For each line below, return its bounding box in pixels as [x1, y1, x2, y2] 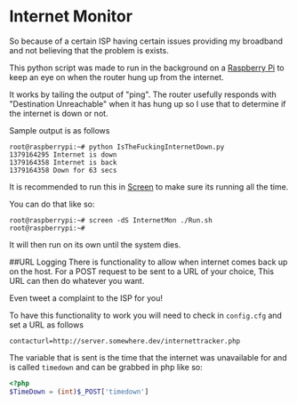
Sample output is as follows [9, 125, 110, 135]
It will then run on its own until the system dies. [9, 239, 181, 250]
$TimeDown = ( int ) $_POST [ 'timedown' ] [9, 387, 149, 396]
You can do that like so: [9, 198, 95, 209]
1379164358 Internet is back [9, 158, 117, 166]
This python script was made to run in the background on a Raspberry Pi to [9, 62, 285, 73]
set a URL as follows [9, 319, 84, 330]
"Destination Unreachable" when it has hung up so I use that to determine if [9, 98, 286, 109]
